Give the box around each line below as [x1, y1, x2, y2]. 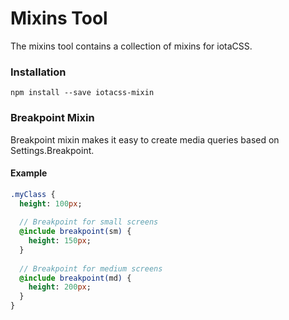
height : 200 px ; [28, 282, 92, 292]
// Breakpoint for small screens [19, 217, 159, 227]
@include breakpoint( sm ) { [19, 227, 132, 237]
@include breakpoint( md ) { [19, 273, 132, 283]
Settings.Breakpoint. [10, 144, 95, 156]
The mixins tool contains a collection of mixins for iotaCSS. [10, 40, 253, 52]
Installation [10, 65, 67, 79]
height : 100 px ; [19, 198, 83, 209]
